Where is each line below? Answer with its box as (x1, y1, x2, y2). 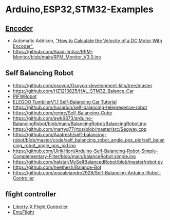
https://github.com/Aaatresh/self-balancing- (12, 131, 107, 137)
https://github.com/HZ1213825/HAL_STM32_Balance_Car (12, 88, 134, 94)
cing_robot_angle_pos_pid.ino (12, 142, 76, 148)
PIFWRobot (12, 93, 37, 99)
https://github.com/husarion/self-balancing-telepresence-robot (12, 104, 147, 110)
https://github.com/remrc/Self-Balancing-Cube (12, 109, 112, 116)
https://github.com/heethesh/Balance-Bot (12, 164, 102, 170)
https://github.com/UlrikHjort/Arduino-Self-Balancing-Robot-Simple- (12, 148, 158, 154)
